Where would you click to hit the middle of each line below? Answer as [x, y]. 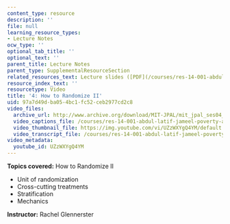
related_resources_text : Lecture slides [66, 77]
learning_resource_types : [44, 32]
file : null [23, 26]
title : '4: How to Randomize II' [55, 96]
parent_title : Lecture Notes [49, 64]
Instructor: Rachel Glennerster [50, 214]
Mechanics [33, 201]
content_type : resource [41, 13]
